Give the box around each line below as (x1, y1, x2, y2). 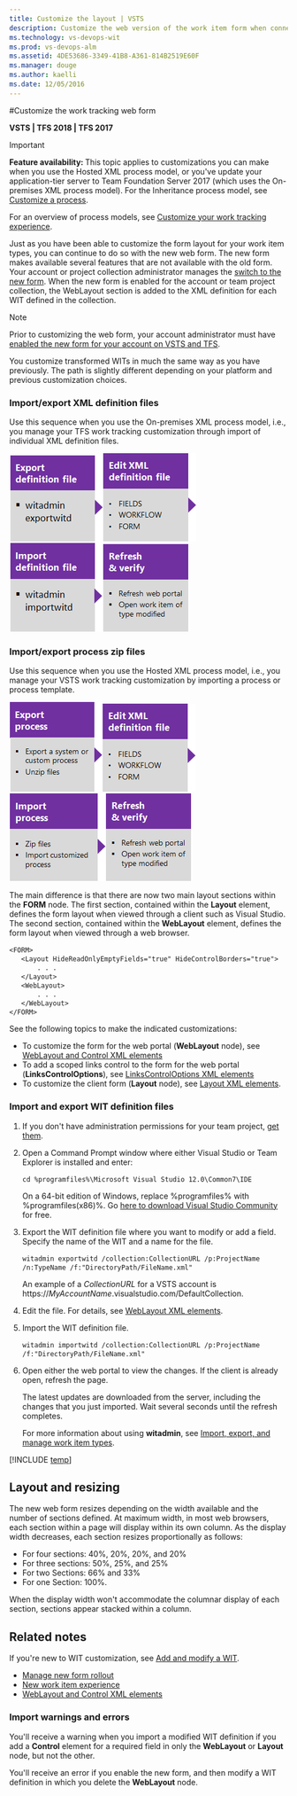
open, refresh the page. (21, 1374, 109, 1385)
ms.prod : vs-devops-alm (9, 43, 97, 51)
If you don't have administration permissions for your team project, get (21, 1121, 280, 1131)
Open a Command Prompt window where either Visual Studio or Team (21, 1147, 278, 1158)
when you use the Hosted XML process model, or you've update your (9, 166, 263, 176)
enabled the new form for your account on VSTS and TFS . (9, 338, 221, 349)
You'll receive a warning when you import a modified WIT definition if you (9, 1731, 277, 1742)
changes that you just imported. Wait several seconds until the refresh (21, 1401, 278, 1411)
